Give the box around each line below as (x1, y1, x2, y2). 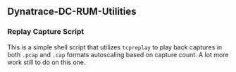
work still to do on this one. (7, 58, 86, 66)
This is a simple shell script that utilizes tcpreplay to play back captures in (7, 42, 223, 52)
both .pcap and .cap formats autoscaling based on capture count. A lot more (7, 50, 229, 59)
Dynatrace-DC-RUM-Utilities (7, 6, 137, 18)
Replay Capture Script (7, 27, 85, 37)
